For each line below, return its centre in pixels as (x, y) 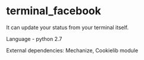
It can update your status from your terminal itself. (68, 27)
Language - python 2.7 (34, 39)
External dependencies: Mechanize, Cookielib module (72, 50)
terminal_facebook (54, 11)
